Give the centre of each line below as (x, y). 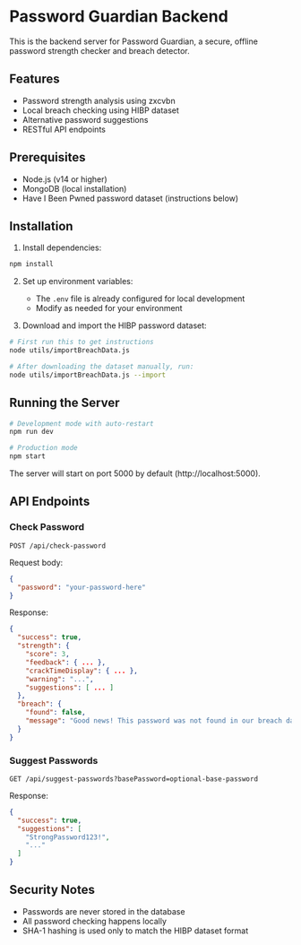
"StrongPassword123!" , (68, 837)
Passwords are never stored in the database (103, 911)
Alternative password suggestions (85, 119)
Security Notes (52, 890)
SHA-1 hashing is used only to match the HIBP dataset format (135, 931)
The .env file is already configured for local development (140, 299)
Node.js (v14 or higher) (64, 179)
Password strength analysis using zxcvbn (99, 100)
